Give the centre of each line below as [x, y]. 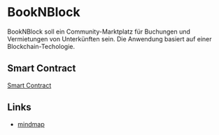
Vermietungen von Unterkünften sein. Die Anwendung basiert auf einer [109, 38]
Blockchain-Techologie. [41, 46]
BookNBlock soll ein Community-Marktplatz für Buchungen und [99, 31]
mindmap [31, 124]
